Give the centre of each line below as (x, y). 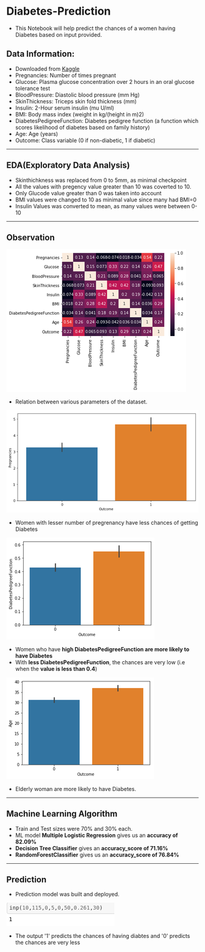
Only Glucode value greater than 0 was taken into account (88, 193)
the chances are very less (48, 943)
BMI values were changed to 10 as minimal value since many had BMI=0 (106, 200)
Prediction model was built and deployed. (67, 894)
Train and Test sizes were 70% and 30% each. (74, 828)
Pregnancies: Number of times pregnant (66, 75)
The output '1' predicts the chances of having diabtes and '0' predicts (103, 936)
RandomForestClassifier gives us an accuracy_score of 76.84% (97, 855)
